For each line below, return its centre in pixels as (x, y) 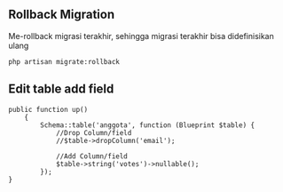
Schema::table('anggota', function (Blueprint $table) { (147, 125)
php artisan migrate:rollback (64, 61)
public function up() (48, 109)
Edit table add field (61, 89)
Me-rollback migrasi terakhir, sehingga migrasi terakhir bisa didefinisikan (141, 36)
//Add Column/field (91, 156)
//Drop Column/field (94, 132)
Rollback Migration (62, 15)
